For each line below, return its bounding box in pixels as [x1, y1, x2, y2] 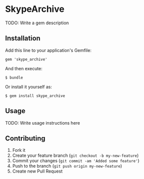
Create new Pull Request [12, 168, 63, 174]
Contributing [5, 134, 46, 142]
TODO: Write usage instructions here [5, 120, 80, 126]
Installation [5, 34, 41, 43]
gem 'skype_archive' [5, 57, 48, 62]
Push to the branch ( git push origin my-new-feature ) [12, 163, 122, 169]
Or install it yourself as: [5, 84, 52, 89]
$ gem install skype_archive [5, 93, 65, 98]
